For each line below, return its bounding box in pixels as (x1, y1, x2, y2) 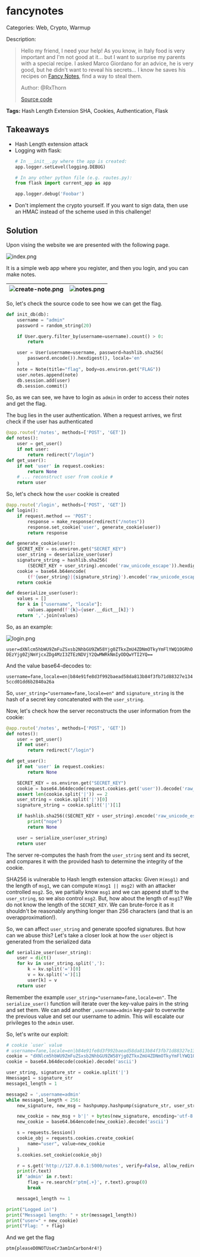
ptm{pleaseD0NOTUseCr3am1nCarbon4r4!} (6, 1246, 102, 1252)
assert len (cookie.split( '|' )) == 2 (17, 791, 108, 797)
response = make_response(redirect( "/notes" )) (27, 519, 145, 525)
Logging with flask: (14, 146, 62, 154)
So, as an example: (6, 623, 53, 630)
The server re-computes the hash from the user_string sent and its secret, (6, 851, 190, 859)
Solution (6, 225, 38, 235)
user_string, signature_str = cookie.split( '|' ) (6, 1069, 129, 1076)
